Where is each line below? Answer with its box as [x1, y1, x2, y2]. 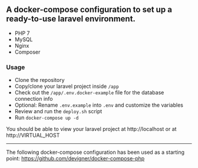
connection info [14, 95, 53, 103]
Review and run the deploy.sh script [14, 108, 103, 115]
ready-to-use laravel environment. [6, 14, 136, 24]
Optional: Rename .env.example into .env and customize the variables [14, 101, 184, 108]
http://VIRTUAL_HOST [6, 132, 60, 139]
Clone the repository [14, 77, 65, 84]
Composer [14, 48, 41, 55]
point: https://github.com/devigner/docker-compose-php [6, 155, 145, 162]
